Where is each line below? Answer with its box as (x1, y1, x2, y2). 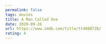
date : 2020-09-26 (5, 21, 42, 27)
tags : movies (5, 12, 33, 17)
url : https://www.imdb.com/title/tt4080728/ (5, 26, 101, 31)
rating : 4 (5, 31, 26, 36)
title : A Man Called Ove (5, 17, 58, 22)
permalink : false (5, 7, 42, 13)
